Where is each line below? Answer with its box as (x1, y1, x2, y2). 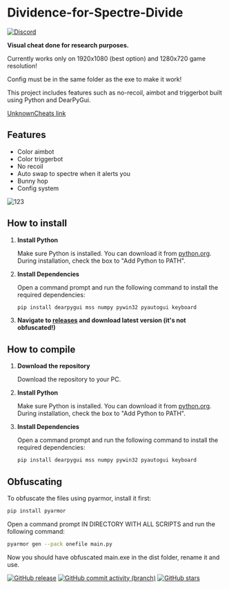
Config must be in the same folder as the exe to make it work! (7, 74, 182, 83)
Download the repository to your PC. (17, 375, 121, 383)
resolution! (7, 61, 38, 70)
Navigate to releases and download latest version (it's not (17, 316, 186, 325)
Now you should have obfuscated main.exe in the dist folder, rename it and (7, 553, 220, 561)
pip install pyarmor (7, 507, 67, 515)
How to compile (7, 343, 76, 355)
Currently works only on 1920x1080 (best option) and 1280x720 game (7, 54, 206, 63)
